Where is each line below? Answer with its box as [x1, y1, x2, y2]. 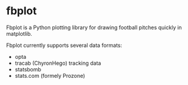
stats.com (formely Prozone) [14, 72, 85, 79]
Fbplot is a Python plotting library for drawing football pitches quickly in [6, 24, 182, 31]
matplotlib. [6, 30, 33, 37]
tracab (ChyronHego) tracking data [14, 59, 101, 67]
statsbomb [14, 65, 42, 73]
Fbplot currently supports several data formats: [6, 42, 122, 49]
